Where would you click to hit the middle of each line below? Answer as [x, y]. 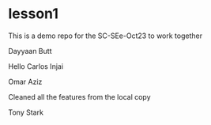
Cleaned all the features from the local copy [80, 97]
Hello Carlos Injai [36, 66]
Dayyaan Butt [30, 51]
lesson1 [34, 14]
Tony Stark [26, 112]
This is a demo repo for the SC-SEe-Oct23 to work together [105, 36]
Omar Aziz [25, 81]
